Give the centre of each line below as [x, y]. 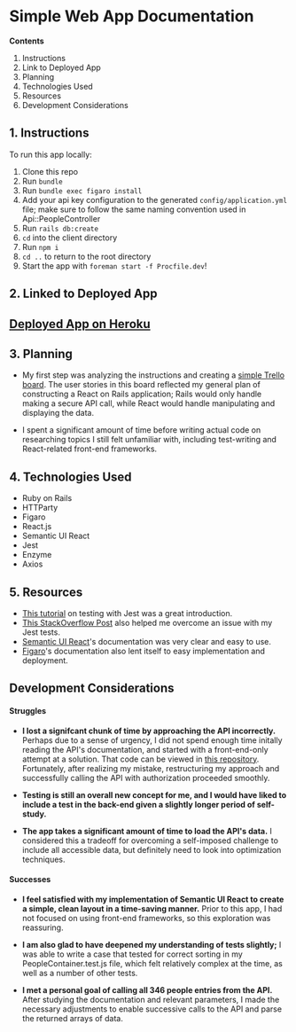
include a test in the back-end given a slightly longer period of [138, 804]
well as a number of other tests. [80, 973]
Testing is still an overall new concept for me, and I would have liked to [154, 794]
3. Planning [41, 353]
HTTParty [40, 508]
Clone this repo [50, 171]
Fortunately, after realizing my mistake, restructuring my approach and [151, 768]
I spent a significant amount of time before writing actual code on [141, 430]
